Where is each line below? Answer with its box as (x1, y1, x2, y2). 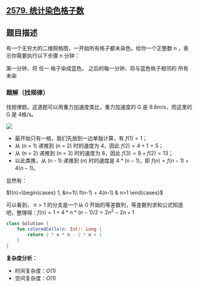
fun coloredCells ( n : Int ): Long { (17, 226, 102, 232)
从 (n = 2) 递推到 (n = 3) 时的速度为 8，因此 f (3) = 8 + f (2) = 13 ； (14, 149, 174, 157)
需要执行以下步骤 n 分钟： (16, 52, 80, 60)
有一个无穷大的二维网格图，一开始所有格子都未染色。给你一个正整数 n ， (6, 45, 184, 52)
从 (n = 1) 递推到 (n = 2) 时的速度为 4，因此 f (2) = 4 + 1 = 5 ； (14, 142, 164, 149)
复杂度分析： (6, 254, 37, 261)
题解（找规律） (6, 89, 49, 97)
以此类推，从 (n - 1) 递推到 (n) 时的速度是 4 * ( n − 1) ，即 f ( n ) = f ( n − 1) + (14, 157, 189, 164)
